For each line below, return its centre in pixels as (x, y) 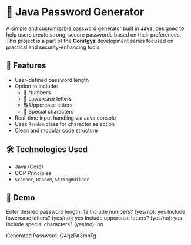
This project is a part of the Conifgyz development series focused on (90, 41)
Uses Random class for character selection (65, 124)
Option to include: (36, 86)
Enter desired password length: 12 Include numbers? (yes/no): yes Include (96, 212)
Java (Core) (29, 167)
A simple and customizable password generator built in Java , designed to (95, 28)
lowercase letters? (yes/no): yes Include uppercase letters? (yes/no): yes (94, 218)
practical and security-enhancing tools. (53, 47)
